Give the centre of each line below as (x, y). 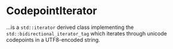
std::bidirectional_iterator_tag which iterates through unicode (86, 33)
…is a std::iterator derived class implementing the (70, 27)
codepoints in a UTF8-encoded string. (53, 40)
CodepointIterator (52, 11)
